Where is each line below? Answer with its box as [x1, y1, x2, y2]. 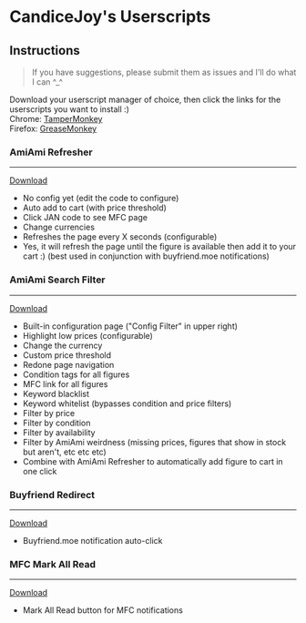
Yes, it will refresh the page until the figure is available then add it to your [22, 241, 297, 252]
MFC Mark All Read [9, 557, 97, 570]
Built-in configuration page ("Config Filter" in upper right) [22, 321, 239, 332]
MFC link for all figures [22, 378, 108, 389]
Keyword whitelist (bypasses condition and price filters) [22, 398, 232, 409]
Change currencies [22, 221, 96, 233]
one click [22, 465, 57, 476]
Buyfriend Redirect [9, 488, 96, 501]
